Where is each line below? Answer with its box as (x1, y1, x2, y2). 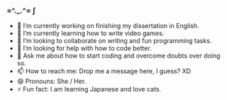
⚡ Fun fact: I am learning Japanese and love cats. (16, 85, 161, 94)
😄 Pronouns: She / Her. (16, 77, 87, 86)
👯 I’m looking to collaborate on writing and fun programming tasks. (16, 37, 212, 45)
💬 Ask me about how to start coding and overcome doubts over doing (16, 51, 221, 60)
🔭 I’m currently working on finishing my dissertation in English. (16, 22, 199, 30)
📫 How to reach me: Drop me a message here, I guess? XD (16, 67, 192, 75)
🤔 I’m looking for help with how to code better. (16, 44, 152, 53)
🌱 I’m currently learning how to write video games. (16, 29, 165, 37)
